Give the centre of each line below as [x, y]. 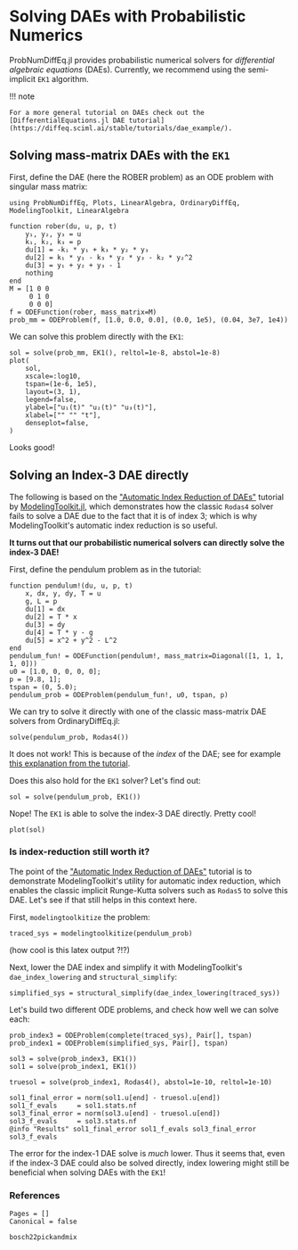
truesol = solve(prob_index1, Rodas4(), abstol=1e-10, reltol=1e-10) [141, 1082]
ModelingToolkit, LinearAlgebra [69, 210]
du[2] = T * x [51, 617]
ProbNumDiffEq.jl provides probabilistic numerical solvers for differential [142, 60]
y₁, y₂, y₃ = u [53, 234]
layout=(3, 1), [53, 391]
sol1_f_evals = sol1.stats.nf [73, 1106]
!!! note [22, 96]
